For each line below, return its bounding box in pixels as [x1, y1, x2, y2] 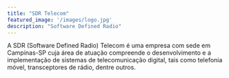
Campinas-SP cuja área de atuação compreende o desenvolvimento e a [7, 49, 212, 57]
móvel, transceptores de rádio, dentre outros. [7, 63, 136, 72]
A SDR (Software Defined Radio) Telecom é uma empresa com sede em [7, 42, 211, 50]
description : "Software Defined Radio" [7, 23, 122, 29]
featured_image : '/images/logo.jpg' [7, 16, 112, 23]
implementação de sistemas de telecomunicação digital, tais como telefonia [7, 56, 223, 64]
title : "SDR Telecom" [7, 10, 70, 17]
